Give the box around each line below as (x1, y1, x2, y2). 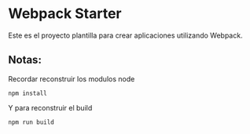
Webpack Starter (8, 5, 122, 23)
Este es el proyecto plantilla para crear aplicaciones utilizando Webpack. (8, 31, 243, 40)
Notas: (8, 53, 42, 67)
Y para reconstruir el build (8, 103, 93, 112)
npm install (8, 89, 47, 97)
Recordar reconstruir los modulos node (8, 74, 135, 83)
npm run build (8, 118, 55, 126)
